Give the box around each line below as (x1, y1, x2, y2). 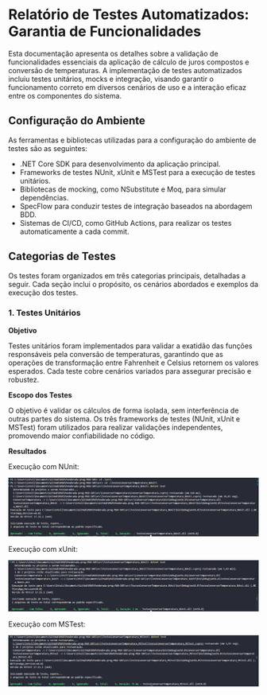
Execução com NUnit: (8, 461, 79, 471)
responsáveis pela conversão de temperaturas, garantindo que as (8, 349, 224, 359)
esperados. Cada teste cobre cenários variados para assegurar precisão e (8, 366, 252, 375)
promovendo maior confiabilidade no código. (8, 431, 156, 441)
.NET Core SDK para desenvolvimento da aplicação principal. (19, 159, 221, 169)
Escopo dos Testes (8, 390, 73, 399)
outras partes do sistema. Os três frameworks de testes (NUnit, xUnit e (8, 414, 241, 423)
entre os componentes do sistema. (8, 91, 122, 100)
